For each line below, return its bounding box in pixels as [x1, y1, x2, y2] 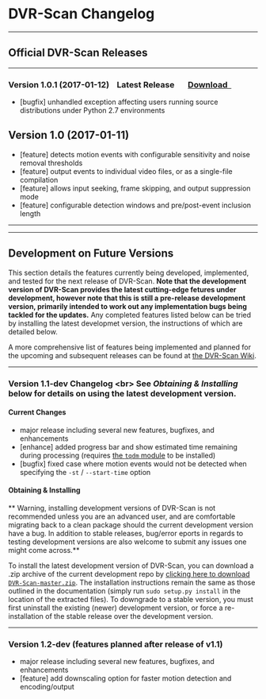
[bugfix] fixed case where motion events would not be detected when [19, 458, 247, 469]
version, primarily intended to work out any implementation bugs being [8, 301, 247, 311]
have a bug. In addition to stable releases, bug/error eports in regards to [8, 529, 244, 538]
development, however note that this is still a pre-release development [8, 293, 246, 303]
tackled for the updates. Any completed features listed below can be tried [8, 310, 252, 319]
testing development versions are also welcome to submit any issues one [8, 537, 247, 546]
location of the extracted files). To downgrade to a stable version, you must [8, 595, 253, 604]
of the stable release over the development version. [44, 612, 214, 620]
